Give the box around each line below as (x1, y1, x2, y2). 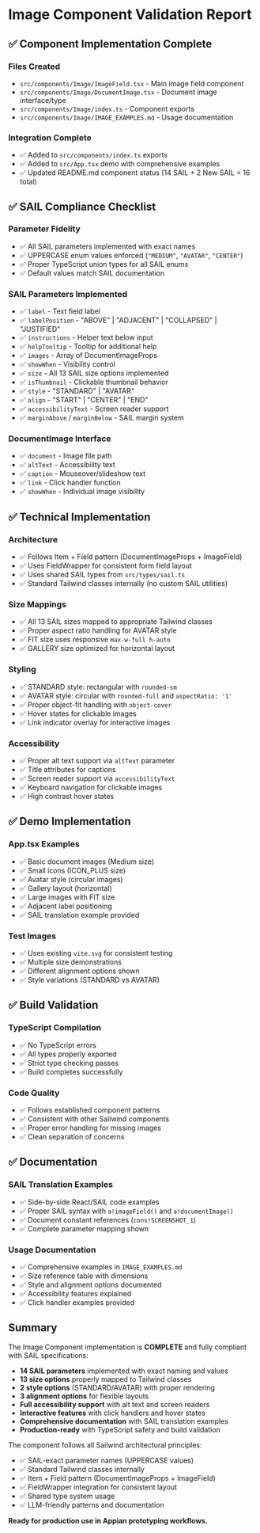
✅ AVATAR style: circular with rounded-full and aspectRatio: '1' (19, 690, 233, 700)
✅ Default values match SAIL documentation (19, 268, 165, 278)
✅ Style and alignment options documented (19, 1280, 162, 1289)
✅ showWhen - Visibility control (19, 359, 116, 369)
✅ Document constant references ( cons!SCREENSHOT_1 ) (19, 1215, 196, 1224)
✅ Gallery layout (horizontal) (19, 883, 112, 892)
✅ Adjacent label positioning (19, 901, 112, 911)
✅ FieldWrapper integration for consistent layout (19, 1482, 178, 1492)
